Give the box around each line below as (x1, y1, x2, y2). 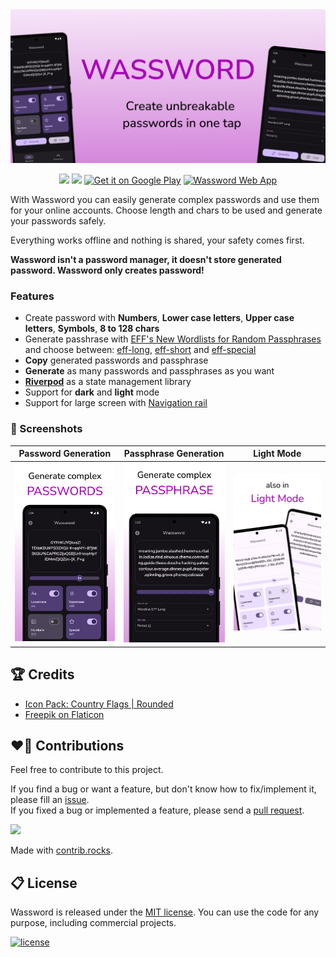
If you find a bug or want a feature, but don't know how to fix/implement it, (10, 783, 317, 795)
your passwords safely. (10, 215, 107, 227)
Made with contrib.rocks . (10, 844, 114, 857)
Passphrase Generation (123, 448, 225, 460)
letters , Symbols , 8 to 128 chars (24, 323, 160, 335)
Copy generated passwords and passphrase (24, 354, 209, 367)
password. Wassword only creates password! (10, 264, 205, 277)
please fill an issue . (10, 794, 90, 806)
